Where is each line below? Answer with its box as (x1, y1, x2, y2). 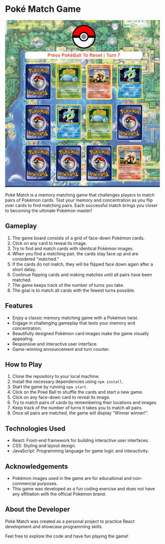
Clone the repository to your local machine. (12, 374, 100, 379)
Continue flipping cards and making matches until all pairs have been (12, 272, 152, 277)
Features (5, 302, 33, 310)
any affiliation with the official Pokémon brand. (12, 491, 107, 497)
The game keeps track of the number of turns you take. (12, 282, 124, 288)
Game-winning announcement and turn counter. (12, 346, 110, 352)
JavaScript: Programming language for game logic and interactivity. (12, 448, 149, 454)
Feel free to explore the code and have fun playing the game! (5, 533, 129, 539)
